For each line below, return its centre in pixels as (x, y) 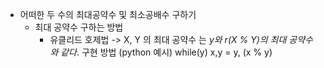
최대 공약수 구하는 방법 (79, 27)
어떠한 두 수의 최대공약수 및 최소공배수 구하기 (108, 14)
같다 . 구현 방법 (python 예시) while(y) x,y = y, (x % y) (166, 52)
